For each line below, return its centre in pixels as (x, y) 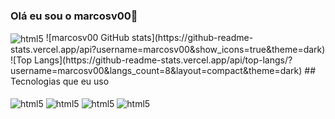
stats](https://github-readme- (192, 38)
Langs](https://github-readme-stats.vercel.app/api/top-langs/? (163, 60)
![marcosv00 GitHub (87, 38)
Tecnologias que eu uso (60, 81)
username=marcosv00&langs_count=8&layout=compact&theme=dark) (156, 70)
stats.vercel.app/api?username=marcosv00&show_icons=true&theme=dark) (168, 49)
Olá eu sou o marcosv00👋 (74, 16)
